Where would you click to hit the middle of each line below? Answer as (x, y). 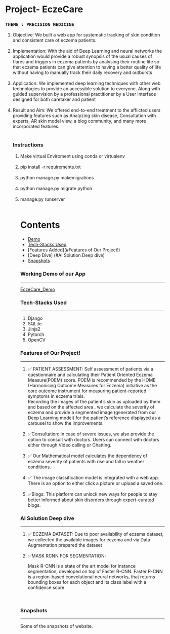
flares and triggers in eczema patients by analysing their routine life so (86, 62)
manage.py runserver (42, 199)
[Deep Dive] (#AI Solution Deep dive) (66, 255)
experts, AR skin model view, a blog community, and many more (79, 121)
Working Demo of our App (53, 274)
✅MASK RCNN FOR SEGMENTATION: (67, 555)
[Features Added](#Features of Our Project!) (74, 250)
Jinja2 (34, 329)
